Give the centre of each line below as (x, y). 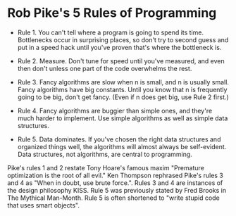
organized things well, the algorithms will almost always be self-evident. (122, 146)
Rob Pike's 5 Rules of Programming (112, 13)
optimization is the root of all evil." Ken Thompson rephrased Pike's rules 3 (116, 175)
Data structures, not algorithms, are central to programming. (105, 154)
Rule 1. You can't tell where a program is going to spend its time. (111, 32)
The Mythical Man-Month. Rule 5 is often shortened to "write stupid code (113, 198)
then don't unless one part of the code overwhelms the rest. (105, 68)
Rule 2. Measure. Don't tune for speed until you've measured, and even (121, 61)
